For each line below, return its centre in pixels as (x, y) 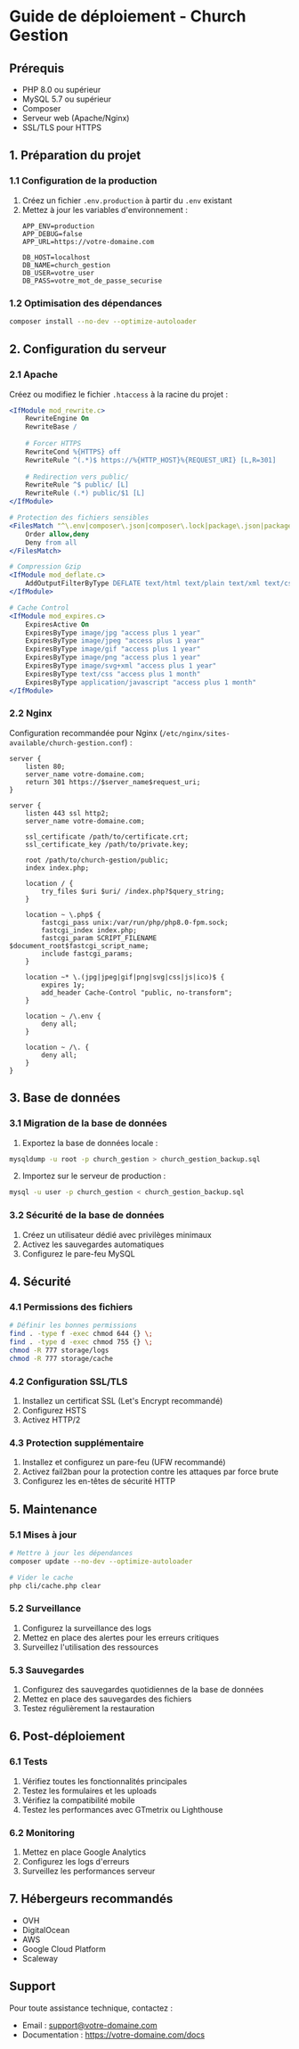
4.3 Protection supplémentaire (77, 1443)
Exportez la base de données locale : (90, 1143)
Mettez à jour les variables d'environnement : (105, 209)
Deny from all (51, 542)
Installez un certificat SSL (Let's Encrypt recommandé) (122, 1400)
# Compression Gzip (45, 567)
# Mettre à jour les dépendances (71, 1553)
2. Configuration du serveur (88, 349)
